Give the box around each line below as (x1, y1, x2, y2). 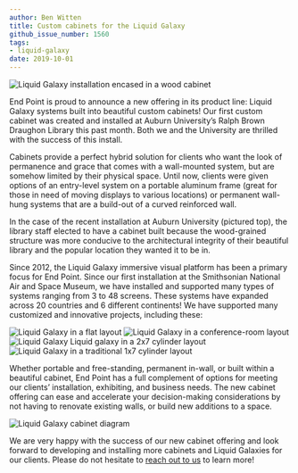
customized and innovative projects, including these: (9, 310, 203, 319)
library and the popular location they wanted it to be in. (9, 245, 211, 255)
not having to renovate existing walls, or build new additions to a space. (9, 401, 272, 411)
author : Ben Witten (9, 12, 82, 22)
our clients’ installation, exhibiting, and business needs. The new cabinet (9, 382, 277, 393)
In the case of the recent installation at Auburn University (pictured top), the (9, 216, 288, 227)
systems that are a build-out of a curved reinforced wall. (29, 199, 237, 210)
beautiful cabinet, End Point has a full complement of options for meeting (9, 372, 278, 383)
